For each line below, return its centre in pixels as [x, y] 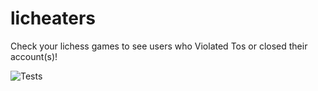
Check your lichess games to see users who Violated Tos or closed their [159, 46]
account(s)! [34, 56]
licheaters [53, 18]
